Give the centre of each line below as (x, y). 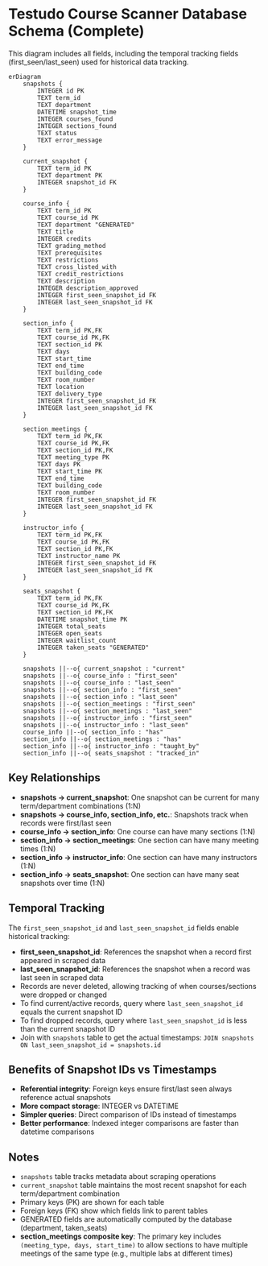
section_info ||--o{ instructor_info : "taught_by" (111, 746)
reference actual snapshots (65, 1098)
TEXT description (66, 281)
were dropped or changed (63, 995)
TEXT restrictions (68, 260)
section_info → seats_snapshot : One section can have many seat (130, 874)
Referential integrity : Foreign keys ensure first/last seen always (126, 1089)
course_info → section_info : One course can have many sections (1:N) (138, 831)
